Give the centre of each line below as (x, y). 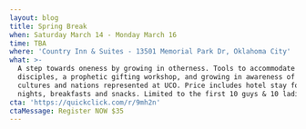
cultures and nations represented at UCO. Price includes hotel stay (152, 85)
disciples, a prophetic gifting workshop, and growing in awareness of (157, 77)
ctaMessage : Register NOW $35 (67, 111)
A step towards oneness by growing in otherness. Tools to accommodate (157, 69)
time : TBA (28, 43)
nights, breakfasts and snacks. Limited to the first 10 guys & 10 (148, 94)
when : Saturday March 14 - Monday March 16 (93, 35)
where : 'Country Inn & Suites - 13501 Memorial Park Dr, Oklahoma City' (150, 52)
